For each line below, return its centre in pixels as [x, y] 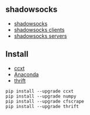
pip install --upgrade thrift [42, 106]
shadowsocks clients [39, 30]
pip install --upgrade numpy [41, 96]
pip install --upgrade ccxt [40, 91]
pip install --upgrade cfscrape [45, 101]
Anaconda [26, 74]
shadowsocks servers [40, 36]
